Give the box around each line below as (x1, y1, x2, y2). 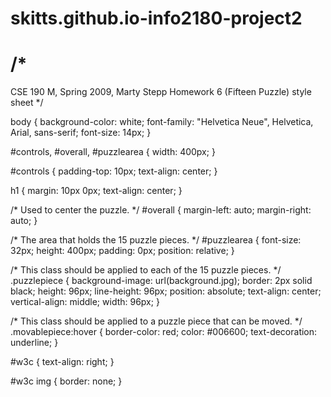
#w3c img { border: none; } (10, 375, 123, 387)
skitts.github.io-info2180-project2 (10, 7, 303, 30)
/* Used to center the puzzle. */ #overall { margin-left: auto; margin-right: (10, 204, 312, 216)
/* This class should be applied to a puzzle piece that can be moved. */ (10, 315, 303, 327)
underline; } (10, 337, 59, 349)
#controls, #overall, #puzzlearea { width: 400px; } (10, 146, 216, 158)
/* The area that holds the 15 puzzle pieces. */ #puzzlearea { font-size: (10, 234, 302, 246)
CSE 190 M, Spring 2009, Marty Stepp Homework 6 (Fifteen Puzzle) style (10, 86, 312, 98)
